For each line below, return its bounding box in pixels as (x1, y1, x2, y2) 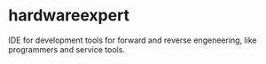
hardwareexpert (8, 5, 130, 26)
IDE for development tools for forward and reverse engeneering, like (8, 35, 257, 45)
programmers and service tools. (8, 44, 126, 54)
